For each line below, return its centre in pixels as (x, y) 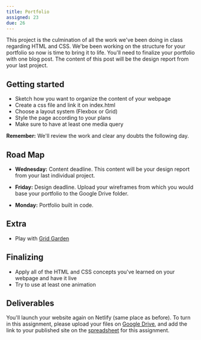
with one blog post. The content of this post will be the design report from (97, 59)
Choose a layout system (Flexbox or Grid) (66, 112)
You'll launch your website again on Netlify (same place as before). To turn (98, 318)
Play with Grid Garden (42, 238)
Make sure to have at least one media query (69, 124)
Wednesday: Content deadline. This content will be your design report (102, 169)
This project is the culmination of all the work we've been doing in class (94, 40)
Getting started (35, 84)
